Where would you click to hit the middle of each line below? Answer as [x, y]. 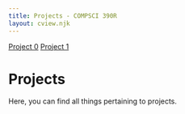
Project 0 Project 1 [39, 46]
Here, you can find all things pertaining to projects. [93, 101]
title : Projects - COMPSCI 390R [63, 16]
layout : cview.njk [39, 23]
